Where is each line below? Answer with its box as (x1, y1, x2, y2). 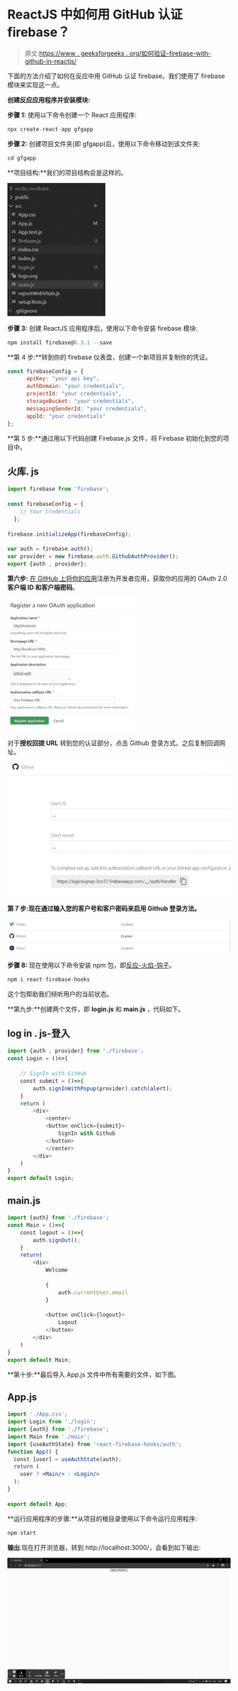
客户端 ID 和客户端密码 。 (7, 583, 79, 591)
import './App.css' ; (7, 1411, 69, 1418)
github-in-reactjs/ (24, 57, 76, 65)
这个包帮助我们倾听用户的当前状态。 (7, 989, 113, 998)
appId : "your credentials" (25, 412, 106, 419)
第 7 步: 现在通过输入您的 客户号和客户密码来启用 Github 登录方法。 (7, 904, 200, 913)
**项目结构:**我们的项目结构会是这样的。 (7, 168, 127, 177)
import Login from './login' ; (7, 1419, 97, 1426)
